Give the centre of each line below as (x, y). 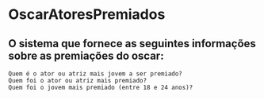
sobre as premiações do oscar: (86, 55)
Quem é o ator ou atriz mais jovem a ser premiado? (95, 74)
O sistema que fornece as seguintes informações (132, 44)
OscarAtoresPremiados (87, 15)
